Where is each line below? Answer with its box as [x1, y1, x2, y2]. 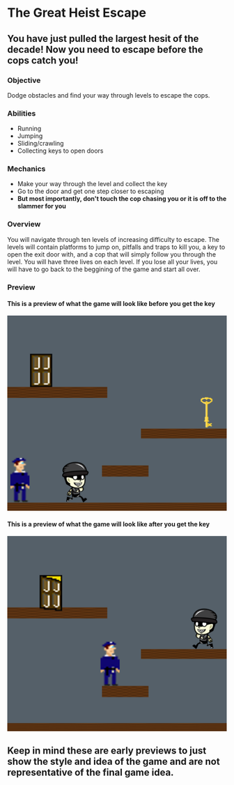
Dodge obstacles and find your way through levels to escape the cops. [7, 91, 210, 99]
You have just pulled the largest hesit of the [7, 33, 199, 45]
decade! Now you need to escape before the [7, 43, 203, 55]
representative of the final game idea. [7, 767, 174, 779]
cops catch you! [7, 54, 79, 66]
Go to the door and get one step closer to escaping [17, 187, 164, 196]
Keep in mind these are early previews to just [7, 745, 207, 757]
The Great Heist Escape [7, 5, 147, 21]
